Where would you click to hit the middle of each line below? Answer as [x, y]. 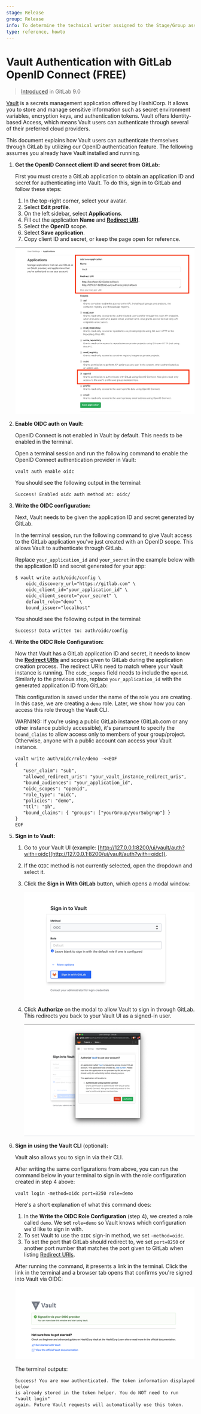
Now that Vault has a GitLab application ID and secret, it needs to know [102, 654]
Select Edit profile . [47, 207]
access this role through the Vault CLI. [62, 710]
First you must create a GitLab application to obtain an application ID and [104, 177]
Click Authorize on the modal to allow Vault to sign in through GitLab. [109, 1010]
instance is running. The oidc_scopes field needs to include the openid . [101, 673]
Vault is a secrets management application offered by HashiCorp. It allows [97, 103]
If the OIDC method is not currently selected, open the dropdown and [108, 866]
